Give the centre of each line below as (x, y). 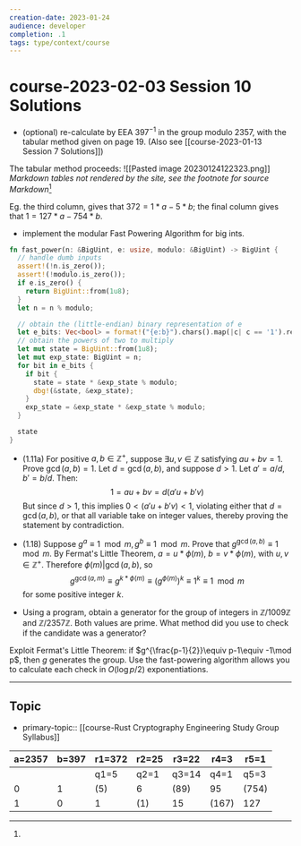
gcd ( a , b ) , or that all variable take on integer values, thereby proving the (155, 516)
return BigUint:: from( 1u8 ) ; (77, 291)
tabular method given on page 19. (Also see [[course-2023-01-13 (142, 141)
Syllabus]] (41, 737)
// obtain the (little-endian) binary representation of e (130, 324)
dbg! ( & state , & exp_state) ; (83, 390)
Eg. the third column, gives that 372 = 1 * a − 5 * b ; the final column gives (144, 206)
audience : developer (48, 26)
